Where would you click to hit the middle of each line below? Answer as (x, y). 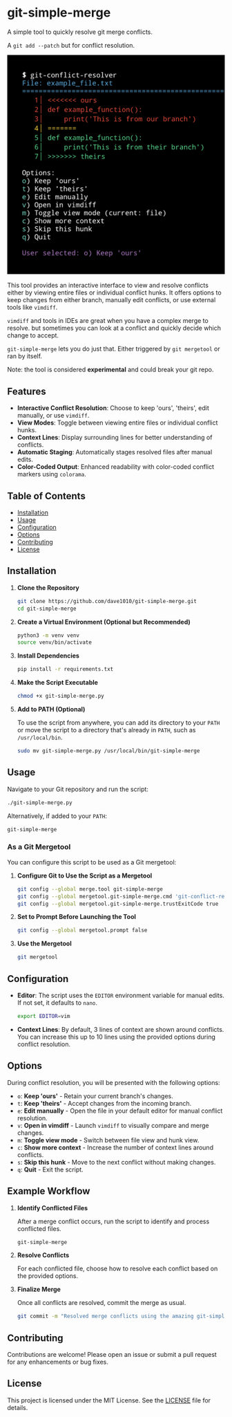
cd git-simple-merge (47, 609)
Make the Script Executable (58, 683)
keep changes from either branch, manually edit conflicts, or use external (112, 300)
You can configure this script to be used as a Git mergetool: (92, 862)
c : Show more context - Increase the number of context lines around (115, 1147)
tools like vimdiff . (32, 307)
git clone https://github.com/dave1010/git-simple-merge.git (107, 601)
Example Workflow (49, 1191)
